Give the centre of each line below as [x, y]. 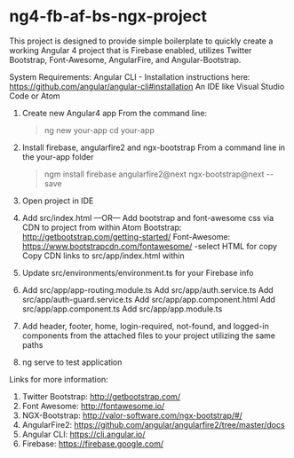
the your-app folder [58, 156]
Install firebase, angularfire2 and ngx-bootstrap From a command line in [154, 147]
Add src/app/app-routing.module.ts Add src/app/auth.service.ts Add [147, 289]
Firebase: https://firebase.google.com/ [93, 443]
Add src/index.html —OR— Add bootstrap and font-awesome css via [148, 217]
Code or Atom [35, 96]
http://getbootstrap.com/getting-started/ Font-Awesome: [126, 236]
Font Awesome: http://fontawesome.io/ [93, 406]
